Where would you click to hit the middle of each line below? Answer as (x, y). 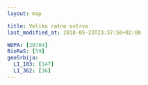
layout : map (24, 13)
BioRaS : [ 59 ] (26, 51)
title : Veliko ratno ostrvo (48, 26)
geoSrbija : (23, 58)
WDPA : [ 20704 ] (28, 45)
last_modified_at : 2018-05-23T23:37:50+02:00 (74, 32)
